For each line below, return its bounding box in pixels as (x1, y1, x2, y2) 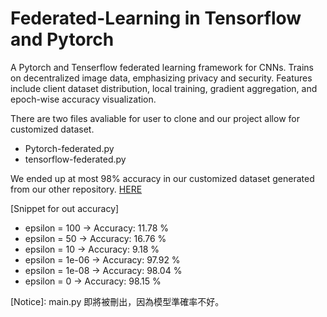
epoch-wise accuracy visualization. (10, 93, 157, 105)
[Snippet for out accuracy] (10, 202, 120, 214)
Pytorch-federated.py (24, 142, 115, 154)
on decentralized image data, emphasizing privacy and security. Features (10, 72, 313, 84)
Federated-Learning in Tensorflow (10, 7, 302, 30)
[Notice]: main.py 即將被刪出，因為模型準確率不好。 (10, 295, 225, 307)
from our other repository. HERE (10, 183, 143, 195)
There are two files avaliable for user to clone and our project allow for (10, 112, 300, 124)
